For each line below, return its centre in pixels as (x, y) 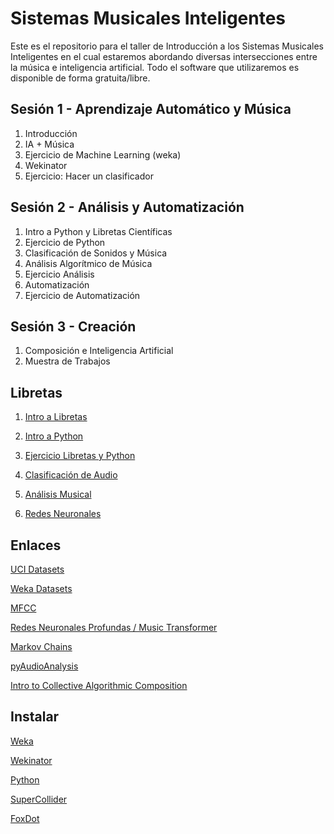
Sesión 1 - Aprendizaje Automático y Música (151, 109)
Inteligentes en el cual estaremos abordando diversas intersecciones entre (164, 56)
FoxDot (25, 818)
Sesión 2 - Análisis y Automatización (127, 207)
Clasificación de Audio (71, 475)
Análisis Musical (58, 494)
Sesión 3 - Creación (73, 326)
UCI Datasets (37, 569)
